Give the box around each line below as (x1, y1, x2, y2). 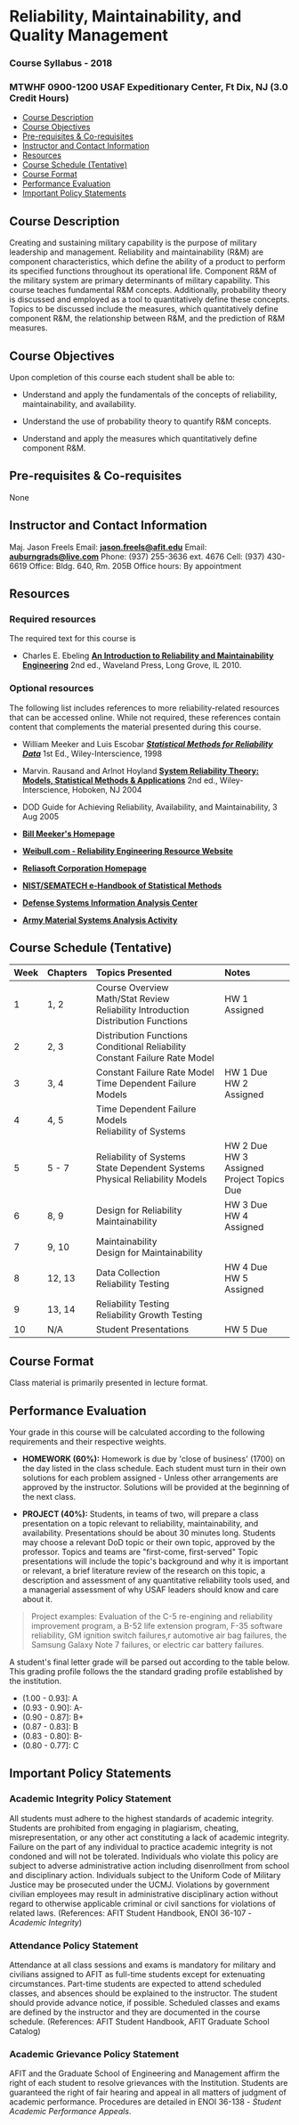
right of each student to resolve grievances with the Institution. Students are (9, 2078, 288, 2088)
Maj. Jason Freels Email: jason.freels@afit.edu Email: (9, 541, 207, 552)
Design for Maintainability (96, 1247, 203, 1259)
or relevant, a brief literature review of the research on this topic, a (21, 1566, 266, 1576)
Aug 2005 (21, 810, 60, 821)
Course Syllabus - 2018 (9, 57, 113, 69)
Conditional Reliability (96, 1040, 187, 1053)
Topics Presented (96, 966, 173, 979)
